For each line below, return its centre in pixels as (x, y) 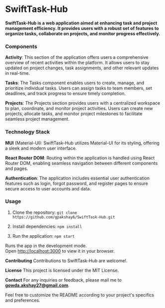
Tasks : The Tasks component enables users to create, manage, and (75, 83)
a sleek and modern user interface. (41, 148)
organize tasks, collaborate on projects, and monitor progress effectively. (83, 33)
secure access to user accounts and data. (48, 188)
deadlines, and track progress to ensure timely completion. (65, 94)
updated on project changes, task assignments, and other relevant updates (82, 68)
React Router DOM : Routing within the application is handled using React (80, 157)
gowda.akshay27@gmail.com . (37, 285)
